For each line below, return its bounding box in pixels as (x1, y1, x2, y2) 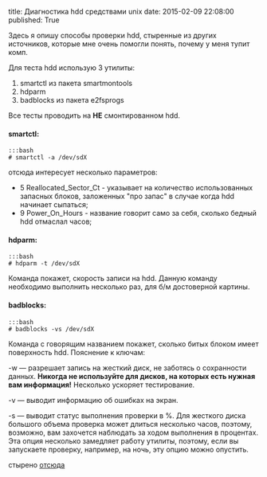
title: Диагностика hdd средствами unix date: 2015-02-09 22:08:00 (8, 7, 234, 16)
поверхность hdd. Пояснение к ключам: (8, 347, 146, 357)
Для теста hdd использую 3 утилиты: (8, 63, 135, 72)
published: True (8, 15, 60, 25)
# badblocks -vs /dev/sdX (8, 325, 94, 333)
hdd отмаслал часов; (19, 217, 92, 226)
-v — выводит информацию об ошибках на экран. (8, 395, 179, 405)
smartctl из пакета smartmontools (19, 79, 133, 88)
